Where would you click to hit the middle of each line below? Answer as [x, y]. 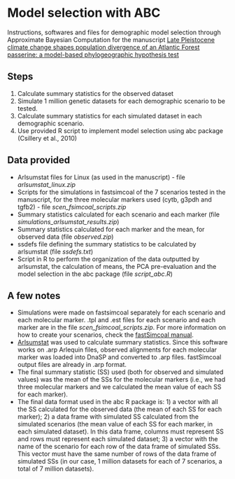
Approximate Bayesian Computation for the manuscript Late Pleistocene [111, 39]
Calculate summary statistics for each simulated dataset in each [109, 116]
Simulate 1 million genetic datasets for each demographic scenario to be [121, 101]
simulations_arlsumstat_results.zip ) [68, 221]
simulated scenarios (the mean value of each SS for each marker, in [115, 424]
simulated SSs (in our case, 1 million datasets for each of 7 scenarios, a [120, 461]
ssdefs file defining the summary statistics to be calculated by [107, 244]
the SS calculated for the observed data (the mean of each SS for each [120, 409]
